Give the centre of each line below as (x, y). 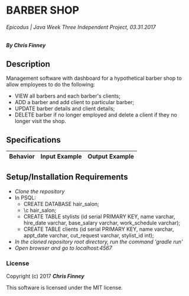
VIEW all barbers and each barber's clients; (68, 96)
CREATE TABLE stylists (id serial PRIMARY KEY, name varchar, (99, 216)
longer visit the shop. (40, 121)
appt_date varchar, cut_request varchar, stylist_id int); (89, 235)
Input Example (61, 156)
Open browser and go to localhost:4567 (63, 248)
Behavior (22, 156)
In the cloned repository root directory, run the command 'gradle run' (99, 242)
